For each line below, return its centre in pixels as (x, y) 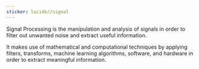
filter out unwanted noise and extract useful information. (77, 35)
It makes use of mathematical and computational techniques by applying (97, 47)
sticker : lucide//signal (38, 12)
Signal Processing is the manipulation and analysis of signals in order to (96, 29)
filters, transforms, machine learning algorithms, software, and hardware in (100, 53)
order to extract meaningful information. (56, 59)
